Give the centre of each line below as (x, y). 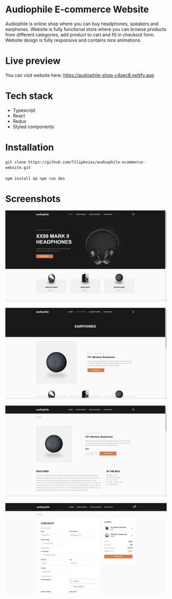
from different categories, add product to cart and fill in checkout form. (80, 34)
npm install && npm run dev (35, 179)
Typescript (24, 110)
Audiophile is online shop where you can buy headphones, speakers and (82, 24)
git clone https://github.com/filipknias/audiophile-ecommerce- (75, 162)
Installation (30, 147)
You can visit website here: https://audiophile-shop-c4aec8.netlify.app (80, 75)
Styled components (33, 127)
